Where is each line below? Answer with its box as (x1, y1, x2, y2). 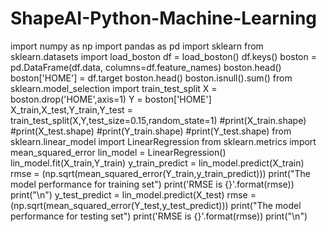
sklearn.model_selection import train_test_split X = (10, 82, 218, 94)
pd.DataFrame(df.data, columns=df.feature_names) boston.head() (10, 61, 282, 73)
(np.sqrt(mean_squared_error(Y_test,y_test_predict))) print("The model (10, 199, 302, 211)
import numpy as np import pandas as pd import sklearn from (10, 40, 264, 52)
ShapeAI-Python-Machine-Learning (10, 7, 318, 30)
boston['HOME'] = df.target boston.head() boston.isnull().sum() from (10, 72, 293, 84)
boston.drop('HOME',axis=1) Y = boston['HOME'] (10, 93, 212, 105)
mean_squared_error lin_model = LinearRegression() (10, 146, 227, 158)
